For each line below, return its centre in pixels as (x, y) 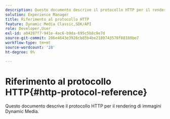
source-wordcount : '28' (30, 47)
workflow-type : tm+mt (28, 43)
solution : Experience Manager (37, 15)
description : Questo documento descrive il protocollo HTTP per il (78, 10)
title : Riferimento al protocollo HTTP (47, 19)
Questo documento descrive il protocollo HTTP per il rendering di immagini (83, 106)
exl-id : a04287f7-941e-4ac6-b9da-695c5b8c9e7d (55, 33)
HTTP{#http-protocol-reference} (76, 92)
